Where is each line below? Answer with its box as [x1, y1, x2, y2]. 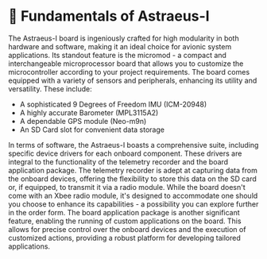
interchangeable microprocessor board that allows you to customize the [8, 59, 244, 68]
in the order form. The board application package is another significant [8, 207, 240, 217]
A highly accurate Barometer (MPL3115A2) [19, 107, 159, 118]
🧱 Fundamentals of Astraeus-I [8, 7, 210, 25]
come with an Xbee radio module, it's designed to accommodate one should [8, 191, 258, 200]
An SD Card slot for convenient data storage [19, 125, 165, 134]
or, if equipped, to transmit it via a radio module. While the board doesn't [8, 182, 246, 191]
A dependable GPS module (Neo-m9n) [19, 116, 147, 126]
